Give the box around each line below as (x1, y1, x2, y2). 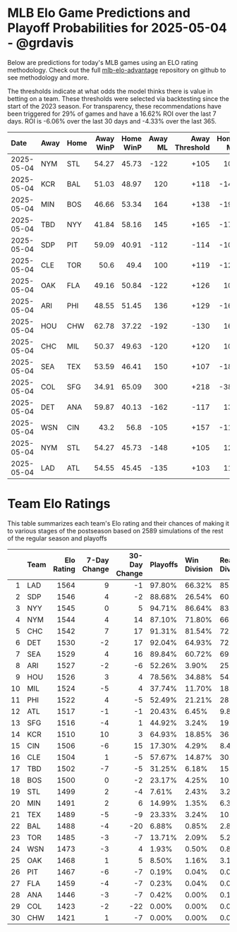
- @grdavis (7, 35, 74, 51)
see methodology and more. (7, 73, 90, 82)
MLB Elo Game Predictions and (7, 5, 190, 21)
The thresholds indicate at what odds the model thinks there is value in (7, 87, 213, 95)
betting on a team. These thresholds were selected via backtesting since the (7, 94, 229, 103)
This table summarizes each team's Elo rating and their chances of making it (7, 519, 229, 527)
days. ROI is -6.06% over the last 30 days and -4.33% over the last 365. (7, 116, 217, 125)
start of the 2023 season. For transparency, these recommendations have (7, 102, 222, 110)
